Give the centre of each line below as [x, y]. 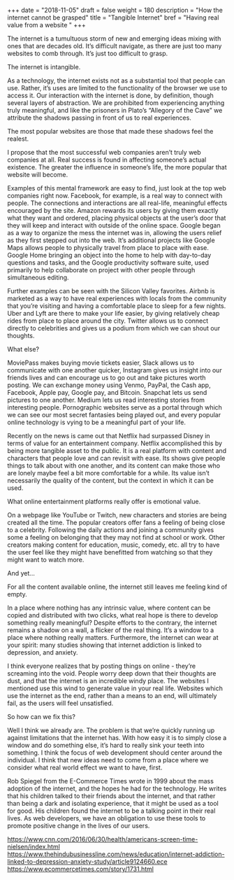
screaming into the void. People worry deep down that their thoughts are [112, 673]
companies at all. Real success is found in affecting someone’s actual [107, 160]
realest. [18, 139]
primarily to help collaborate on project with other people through [101, 270]
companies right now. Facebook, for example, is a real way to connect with [115, 196]
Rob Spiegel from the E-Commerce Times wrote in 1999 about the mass [111, 781]
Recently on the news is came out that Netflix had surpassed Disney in [109, 436]
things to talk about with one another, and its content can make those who [114, 466]
